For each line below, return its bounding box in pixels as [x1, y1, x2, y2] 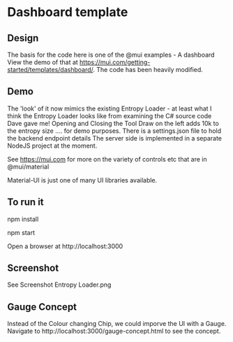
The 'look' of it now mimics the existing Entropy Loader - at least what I [7, 104, 212, 113]
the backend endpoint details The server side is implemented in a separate [7, 134, 222, 142]
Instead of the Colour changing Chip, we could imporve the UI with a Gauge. [7, 320, 227, 328]
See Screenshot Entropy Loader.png [7, 280, 112, 289]
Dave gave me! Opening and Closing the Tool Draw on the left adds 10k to [7, 119, 220, 127]
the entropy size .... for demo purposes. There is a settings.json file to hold [7, 127, 222, 135]
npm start [7, 228, 36, 236]
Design [7, 32, 39, 44]
